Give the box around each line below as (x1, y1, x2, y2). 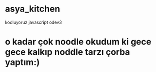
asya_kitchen (5, 3, 60, 14)
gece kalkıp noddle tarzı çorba (5, 47, 130, 58)
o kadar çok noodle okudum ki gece (5, 36, 152, 47)
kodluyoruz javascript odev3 (5, 19, 62, 25)
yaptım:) (5, 57, 40, 68)
